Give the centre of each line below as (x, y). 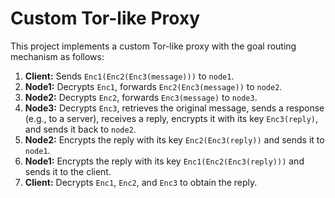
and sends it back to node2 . (80, 129)
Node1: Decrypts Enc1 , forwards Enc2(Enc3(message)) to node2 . (153, 86)
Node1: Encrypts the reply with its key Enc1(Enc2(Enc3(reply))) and (164, 161)
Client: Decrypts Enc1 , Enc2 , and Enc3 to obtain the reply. (141, 182)
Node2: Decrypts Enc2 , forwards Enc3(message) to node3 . (141, 97)
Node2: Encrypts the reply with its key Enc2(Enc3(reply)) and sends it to (174, 139)
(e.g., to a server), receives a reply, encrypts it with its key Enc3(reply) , (171, 118)
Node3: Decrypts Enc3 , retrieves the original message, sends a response (174, 108)
